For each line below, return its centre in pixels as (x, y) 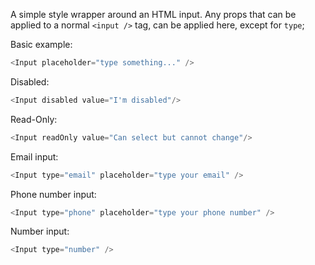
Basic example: (41, 44)
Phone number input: (53, 194)
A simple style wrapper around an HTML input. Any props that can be (153, 14)
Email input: (34, 156)
